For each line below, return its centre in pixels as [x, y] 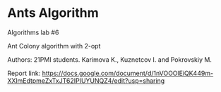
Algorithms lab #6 [33, 32]
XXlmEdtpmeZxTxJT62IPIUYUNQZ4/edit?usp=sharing [86, 80]
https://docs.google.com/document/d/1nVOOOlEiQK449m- [128, 73]
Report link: [24, 73]
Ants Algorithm [53, 13]
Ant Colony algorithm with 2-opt [54, 46]
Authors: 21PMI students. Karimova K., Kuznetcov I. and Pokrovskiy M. [109, 59]
